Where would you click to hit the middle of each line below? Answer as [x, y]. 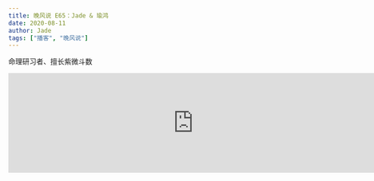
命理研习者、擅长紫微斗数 [50, 61]
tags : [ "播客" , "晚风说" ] [48, 38]
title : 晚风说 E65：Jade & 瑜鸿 [59, 16]
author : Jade [30, 30]
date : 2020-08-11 [37, 23]
